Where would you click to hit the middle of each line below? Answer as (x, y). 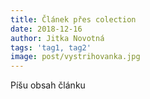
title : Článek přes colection (73, 19)
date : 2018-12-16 (46, 29)
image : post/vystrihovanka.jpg (75, 57)
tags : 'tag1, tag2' (51, 47)
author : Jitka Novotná (57, 38)
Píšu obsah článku (48, 85)
